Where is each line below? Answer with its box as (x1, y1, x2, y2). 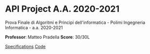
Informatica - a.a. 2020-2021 (5, 24, 63, 30)
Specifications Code (5, 43, 46, 49)
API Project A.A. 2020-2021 (5, 3, 120, 15)
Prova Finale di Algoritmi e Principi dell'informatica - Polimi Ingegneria (5, 19, 145, 25)
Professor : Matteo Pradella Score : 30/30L (5, 34, 90, 40)
